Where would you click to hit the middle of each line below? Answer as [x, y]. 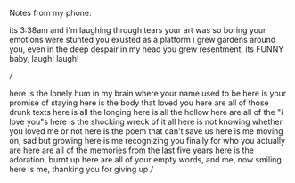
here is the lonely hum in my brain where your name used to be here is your [148, 93]
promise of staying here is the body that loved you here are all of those [139, 103]
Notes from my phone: [50, 13]
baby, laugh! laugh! [44, 58]
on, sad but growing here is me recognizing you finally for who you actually [147, 141]
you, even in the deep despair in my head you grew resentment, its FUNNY [147, 49]
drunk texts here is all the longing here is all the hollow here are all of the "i [146, 112]
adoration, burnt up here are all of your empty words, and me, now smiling [146, 159]
